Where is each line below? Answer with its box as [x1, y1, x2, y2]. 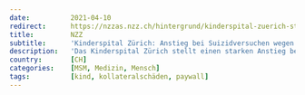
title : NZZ [9, 30, 84, 39]
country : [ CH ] [9, 55, 88, 64]
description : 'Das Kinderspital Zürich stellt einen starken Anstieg [9, 47, 286, 56]
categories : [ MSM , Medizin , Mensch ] [9, 64, 161, 73]
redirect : [9, 22, 47, 31]
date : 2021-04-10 [9, 13, 112, 23]
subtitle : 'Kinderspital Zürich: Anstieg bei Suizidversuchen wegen [9, 38, 295, 48]
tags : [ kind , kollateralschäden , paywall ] [9, 72, 209, 81]
